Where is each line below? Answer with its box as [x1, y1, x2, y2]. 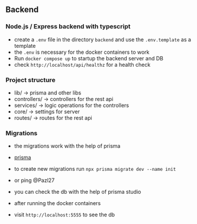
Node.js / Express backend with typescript [5, 22, 131, 31]
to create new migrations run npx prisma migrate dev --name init [14, 165, 176, 173]
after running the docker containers [14, 200, 101, 207]
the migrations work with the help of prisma [14, 142, 121, 150]
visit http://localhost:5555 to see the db [14, 211, 115, 218]
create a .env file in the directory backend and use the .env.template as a [14, 35, 192, 43]
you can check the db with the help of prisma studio [14, 189, 141, 196]
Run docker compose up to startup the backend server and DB [14, 54, 164, 61]
